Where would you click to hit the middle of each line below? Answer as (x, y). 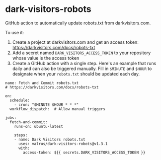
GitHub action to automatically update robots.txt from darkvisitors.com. (78, 23)
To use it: (15, 32)
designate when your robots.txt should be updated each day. (76, 74)
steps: (21, 135)
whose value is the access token (46, 58)
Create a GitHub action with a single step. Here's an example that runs (84, 63)
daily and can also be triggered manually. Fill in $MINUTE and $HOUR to (82, 69)
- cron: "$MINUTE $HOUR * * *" (46, 105)
